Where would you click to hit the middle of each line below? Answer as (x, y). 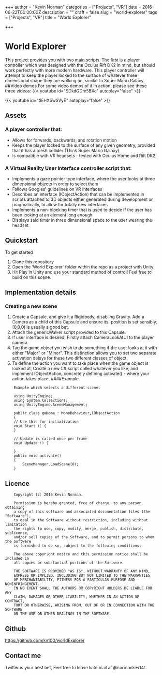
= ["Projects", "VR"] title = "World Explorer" (48, 17)
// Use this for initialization (46, 422)
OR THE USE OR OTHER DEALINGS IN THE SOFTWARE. (62, 614)
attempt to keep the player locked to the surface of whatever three (71, 75)
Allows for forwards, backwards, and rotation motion (64, 140)
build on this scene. (32, 277)
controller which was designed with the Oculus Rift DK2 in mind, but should (80, 65)
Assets (16, 115)
